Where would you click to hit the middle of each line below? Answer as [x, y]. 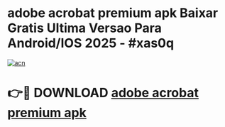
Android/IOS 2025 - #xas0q [91, 43]
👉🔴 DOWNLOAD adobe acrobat [103, 93]
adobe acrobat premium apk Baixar [113, 13]
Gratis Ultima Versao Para [84, 28]
